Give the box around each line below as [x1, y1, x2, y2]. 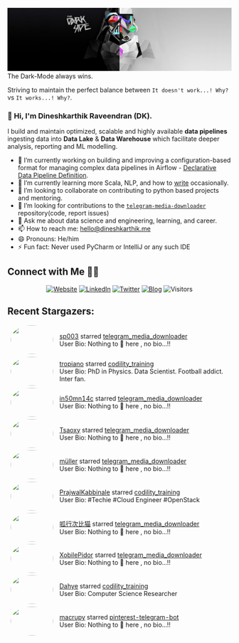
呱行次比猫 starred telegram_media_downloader [59, 519, 200, 528]
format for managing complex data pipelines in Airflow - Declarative [17, 164, 217, 172]
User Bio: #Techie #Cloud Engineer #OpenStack [59, 496, 201, 504]
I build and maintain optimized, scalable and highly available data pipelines [7, 127, 228, 136]
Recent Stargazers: [7, 305, 95, 317]
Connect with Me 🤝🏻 [7, 266, 100, 278]
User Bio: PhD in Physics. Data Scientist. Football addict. [59, 367, 223, 376]
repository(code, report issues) [17, 209, 110, 218]
